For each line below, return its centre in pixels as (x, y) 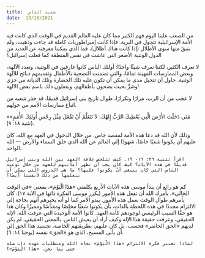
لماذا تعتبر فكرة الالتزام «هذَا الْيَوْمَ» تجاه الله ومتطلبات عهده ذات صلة (99, 243)
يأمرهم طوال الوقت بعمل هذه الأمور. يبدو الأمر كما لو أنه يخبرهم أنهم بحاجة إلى (95, 199)
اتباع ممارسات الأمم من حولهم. (41, 104)
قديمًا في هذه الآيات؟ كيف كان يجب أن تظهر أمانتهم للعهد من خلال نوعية (97, 164)
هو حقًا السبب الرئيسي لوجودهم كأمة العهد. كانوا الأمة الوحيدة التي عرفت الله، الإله (99, 213)
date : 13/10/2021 (30, 18)
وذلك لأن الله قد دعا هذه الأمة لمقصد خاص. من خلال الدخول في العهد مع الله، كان (99, 135)
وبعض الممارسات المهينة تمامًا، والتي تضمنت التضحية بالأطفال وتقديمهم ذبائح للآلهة (100, 73)
